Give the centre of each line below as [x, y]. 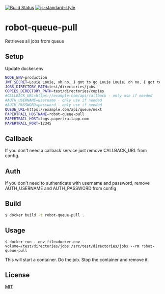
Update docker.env [24, 68]
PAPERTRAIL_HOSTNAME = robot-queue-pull [45, 114]
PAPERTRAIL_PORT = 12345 [28, 123]
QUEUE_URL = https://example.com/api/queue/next [54, 109]
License [17, 275]
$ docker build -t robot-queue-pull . [45, 215]
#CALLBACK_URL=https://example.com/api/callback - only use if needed [79, 96]
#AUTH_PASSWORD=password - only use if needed [54, 105]
